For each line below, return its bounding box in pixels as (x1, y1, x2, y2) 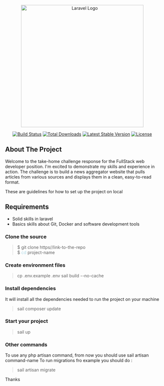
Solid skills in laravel (12, 216, 53, 222)
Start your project (5, 318, 48, 325)
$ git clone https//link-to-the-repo (17, 244, 86, 250)
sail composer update (17, 306, 61, 312)
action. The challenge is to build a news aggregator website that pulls (5, 169, 145, 175)
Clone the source (5, 233, 47, 240)
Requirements (5, 203, 49, 211)
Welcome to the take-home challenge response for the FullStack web (5, 158, 145, 164)
